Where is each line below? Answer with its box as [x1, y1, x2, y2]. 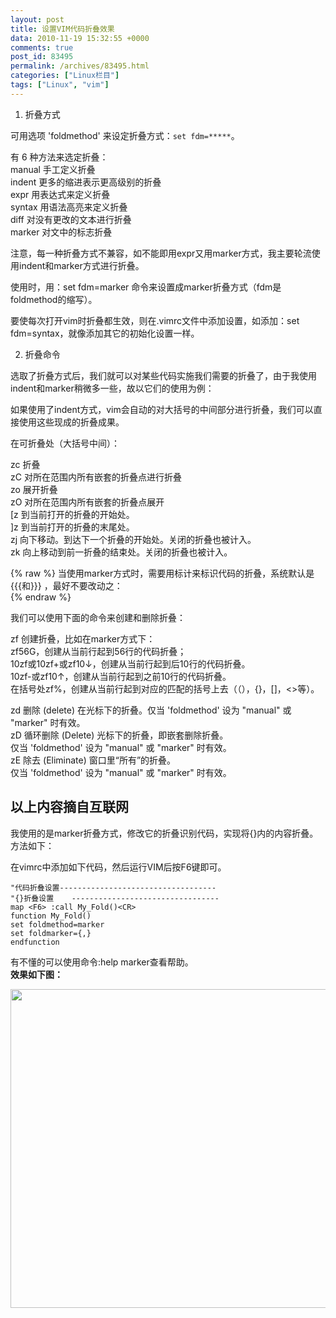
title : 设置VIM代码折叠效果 [10, 24, 115, 34]
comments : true [10, 42, 74, 53]
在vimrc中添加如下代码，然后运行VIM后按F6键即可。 [10, 861, 227, 873]
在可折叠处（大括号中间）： [10, 437, 120, 449]
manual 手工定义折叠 [10, 163, 96, 175]
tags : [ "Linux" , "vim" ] [10, 80, 110, 90]
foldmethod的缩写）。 [10, 293, 98, 305]
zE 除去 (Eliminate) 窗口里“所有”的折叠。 [10, 754, 177, 766]
